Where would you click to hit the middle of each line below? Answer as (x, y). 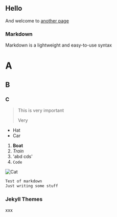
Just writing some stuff (32, 186)
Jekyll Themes (24, 199)
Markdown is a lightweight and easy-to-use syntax (59, 45)
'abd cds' (23, 156)
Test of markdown (24, 181)
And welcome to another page (37, 20)
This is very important (41, 110)
